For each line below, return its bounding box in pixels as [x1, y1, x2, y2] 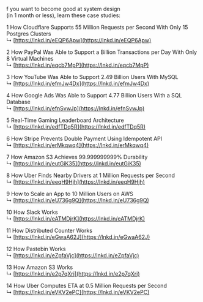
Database [6, 98, 31, 105]
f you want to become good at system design [6, 6, 120, 12]
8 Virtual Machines [6, 55, 54, 62]
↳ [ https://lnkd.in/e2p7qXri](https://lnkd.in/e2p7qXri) [6, 270, 140, 277]
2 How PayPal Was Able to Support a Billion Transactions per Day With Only [6, 48, 197, 56]
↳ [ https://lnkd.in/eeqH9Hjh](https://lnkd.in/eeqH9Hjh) [6, 178, 146, 186]
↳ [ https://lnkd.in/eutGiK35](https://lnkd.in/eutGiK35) [6, 160, 142, 167]
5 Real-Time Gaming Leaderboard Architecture [6, 116, 124, 124]
